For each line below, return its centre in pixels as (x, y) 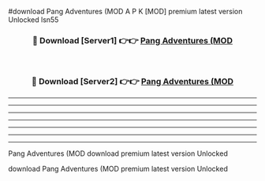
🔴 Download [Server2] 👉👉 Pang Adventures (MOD (132, 82)
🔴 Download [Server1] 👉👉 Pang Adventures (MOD (132, 40)
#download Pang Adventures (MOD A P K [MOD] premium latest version (125, 11)
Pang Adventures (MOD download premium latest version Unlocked (118, 153)
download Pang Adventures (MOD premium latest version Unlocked (118, 168)
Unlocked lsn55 (34, 20)
